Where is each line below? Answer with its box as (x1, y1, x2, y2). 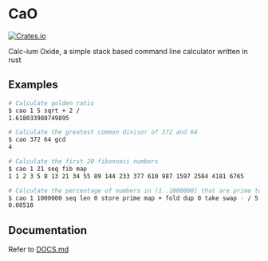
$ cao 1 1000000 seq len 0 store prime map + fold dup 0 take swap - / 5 (8, 194, 259, 202)
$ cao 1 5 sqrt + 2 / (8, 107, 81, 115)
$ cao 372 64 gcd (8, 136, 66, 144)
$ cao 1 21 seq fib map (8, 165, 88, 173)
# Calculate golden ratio (8, 99, 94, 107)
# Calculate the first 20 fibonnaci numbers (8, 158, 159, 166)
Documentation (8, 224, 88, 237)
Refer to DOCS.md (8, 244, 69, 255)
